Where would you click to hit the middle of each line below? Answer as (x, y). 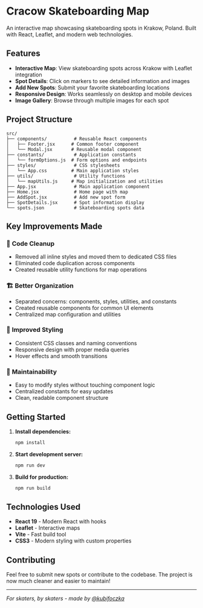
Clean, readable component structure (62, 398)
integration (28, 75)
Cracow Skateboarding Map (78, 11)
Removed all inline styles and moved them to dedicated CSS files (96, 257)
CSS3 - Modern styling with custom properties (73, 541)
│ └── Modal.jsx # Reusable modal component (74, 149)
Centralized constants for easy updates (64, 391)
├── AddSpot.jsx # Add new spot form (66, 197)
